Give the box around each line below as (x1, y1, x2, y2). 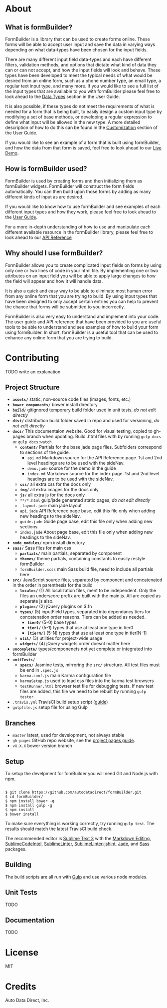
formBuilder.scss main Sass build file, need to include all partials (19, 566, 154, 572)
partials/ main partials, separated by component (19, 550, 122, 556)
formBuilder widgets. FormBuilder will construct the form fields (5, 183, 135, 189)
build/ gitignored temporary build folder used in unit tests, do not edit (12, 407, 156, 413)
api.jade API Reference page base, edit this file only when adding (19, 508, 156, 514)
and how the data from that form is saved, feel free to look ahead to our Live (5, 145, 162, 150)
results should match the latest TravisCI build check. (5, 826, 113, 832)
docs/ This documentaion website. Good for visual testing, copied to (12, 428, 153, 434)
